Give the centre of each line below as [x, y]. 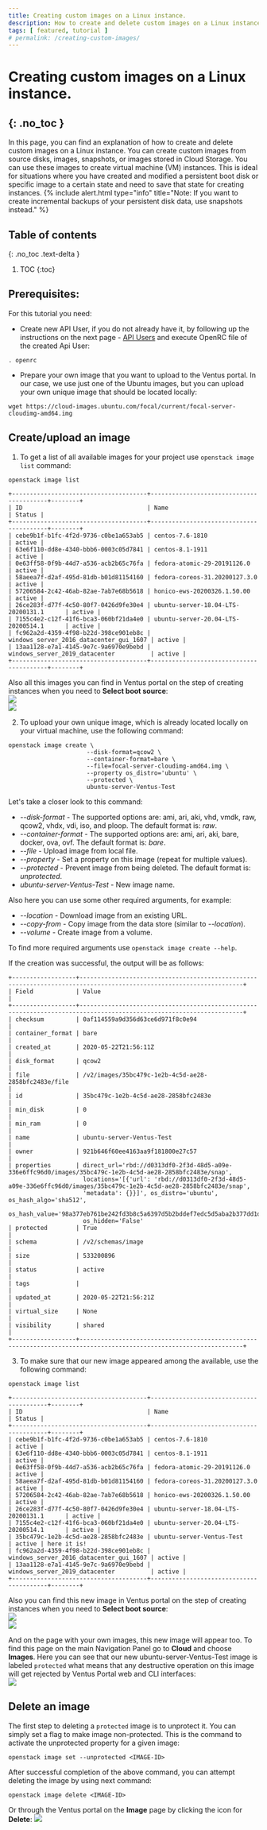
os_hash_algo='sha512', [48, 1200]
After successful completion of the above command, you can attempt [122, 1772]
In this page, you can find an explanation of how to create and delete [121, 142]
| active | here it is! [48, 1544]
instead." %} [29, 210]
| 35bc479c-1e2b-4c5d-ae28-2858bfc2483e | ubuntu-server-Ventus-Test [126, 1537]
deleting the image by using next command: [80, 1780]
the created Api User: [54, 346]
